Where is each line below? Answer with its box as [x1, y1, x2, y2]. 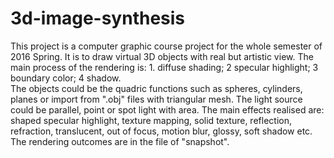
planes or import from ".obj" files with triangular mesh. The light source [10, 93, 303, 105]
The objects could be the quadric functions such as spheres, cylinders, [10, 82, 303, 94]
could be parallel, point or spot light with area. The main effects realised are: [10, 103, 325, 116]
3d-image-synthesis [10, 7, 186, 30]
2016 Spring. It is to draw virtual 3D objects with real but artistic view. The [10, 50, 314, 62]
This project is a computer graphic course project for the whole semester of [10, 40, 323, 52]
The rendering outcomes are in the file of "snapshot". [10, 135, 230, 147]
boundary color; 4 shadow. [10, 72, 122, 84]
